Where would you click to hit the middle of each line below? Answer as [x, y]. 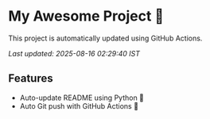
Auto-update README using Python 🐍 [82, 98]
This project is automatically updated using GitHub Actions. [105, 38]
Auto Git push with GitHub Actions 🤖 [79, 106]
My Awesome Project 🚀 [86, 16]
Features [31, 79]
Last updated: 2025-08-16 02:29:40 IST [74, 53]
